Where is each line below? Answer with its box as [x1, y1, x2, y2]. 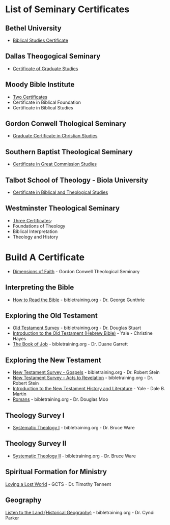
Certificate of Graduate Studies [12, 65, 78, 72]
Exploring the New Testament [5, 356, 101, 364]
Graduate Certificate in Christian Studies [12, 133, 98, 139]
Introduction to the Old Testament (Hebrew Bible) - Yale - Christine [12, 330, 153, 336]
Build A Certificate [5, 252, 85, 263]
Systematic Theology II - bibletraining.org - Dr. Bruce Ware [12, 453, 136, 459]
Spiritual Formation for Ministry [5, 468, 107, 476]
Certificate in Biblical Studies [12, 104, 73, 110]
